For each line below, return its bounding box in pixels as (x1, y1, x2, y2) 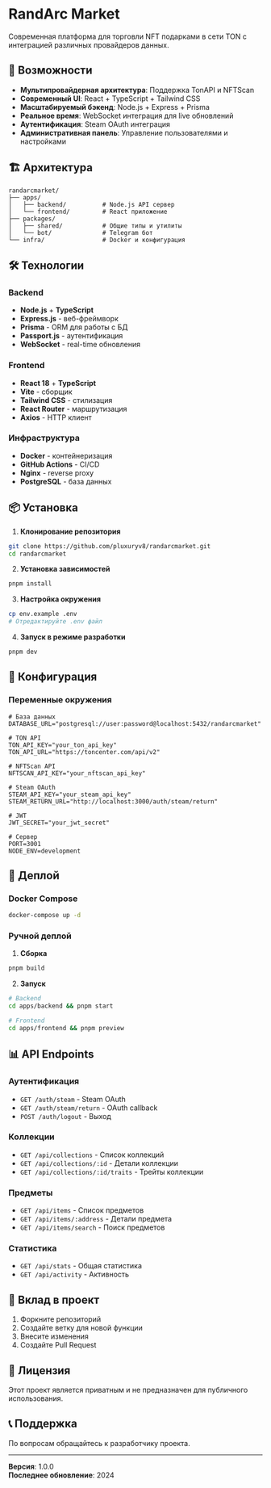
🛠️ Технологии (8, 258, 85, 272)
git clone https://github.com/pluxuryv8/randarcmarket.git (8, 542, 211, 550)
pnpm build (8, 964, 45, 973)
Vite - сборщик (19, 387, 73, 396)
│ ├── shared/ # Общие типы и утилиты (8, 221, 182, 230)
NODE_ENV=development (8, 847, 81, 855)
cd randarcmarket (8, 550, 67, 558)
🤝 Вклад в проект (8, 1293, 100, 1306)
